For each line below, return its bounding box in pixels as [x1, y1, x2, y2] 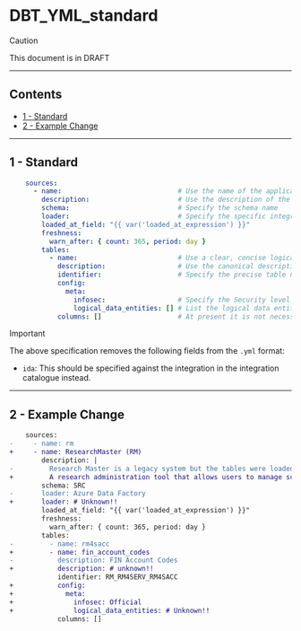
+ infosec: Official [9, 598, 142, 607]
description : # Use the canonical [56, 262, 254, 271]
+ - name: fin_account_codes [9, 548, 150, 557]
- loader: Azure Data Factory [9, 489, 146, 498]
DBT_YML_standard [9, 5, 159, 26]
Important [9, 329, 46, 339]
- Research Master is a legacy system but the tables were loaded [9, 464, 295, 473]
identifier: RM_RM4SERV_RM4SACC [56, 573, 178, 582]
